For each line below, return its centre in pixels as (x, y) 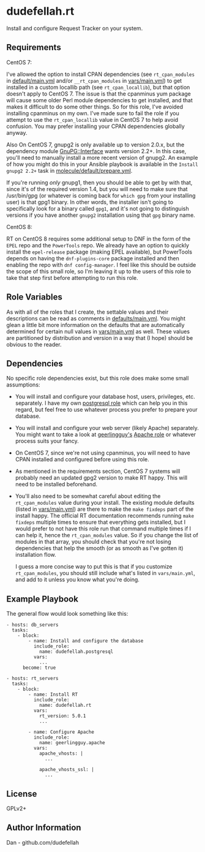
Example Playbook (42, 599)
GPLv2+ (17, 809)
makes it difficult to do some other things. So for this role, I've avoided (95, 107)
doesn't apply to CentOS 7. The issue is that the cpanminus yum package (99, 94)
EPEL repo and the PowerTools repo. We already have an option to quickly (98, 245)
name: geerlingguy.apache (72, 743)
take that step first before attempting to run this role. (73, 277)
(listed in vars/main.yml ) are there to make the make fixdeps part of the (104, 509)
